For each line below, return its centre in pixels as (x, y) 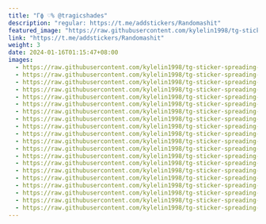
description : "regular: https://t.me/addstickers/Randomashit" (115, 23)
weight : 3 (25, 45)
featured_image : (35, 30)
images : (21, 60)
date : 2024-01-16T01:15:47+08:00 (63, 52)
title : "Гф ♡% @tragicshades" (58, 15)
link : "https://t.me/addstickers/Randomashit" (86, 38)
